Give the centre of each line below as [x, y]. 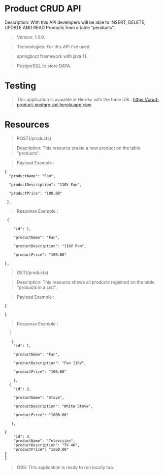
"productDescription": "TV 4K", [47, 445]
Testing [20, 86]
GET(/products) [33, 273]
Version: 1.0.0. [31, 37]
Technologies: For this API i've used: [54, 46]
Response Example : [37, 323]
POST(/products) [34, 138]
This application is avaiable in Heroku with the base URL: [74, 99]
